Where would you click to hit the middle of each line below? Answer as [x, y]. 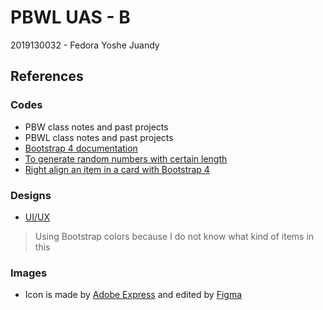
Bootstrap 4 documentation [81, 148]
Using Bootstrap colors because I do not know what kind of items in [174, 236]
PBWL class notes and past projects [99, 137]
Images [29, 273]
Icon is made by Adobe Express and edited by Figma [133, 295]
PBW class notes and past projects [96, 127]
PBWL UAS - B [70, 17]
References [47, 76]
